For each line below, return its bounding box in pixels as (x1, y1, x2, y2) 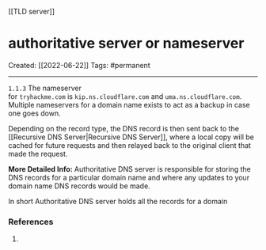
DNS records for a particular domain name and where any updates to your (8, 172, 250, 182)
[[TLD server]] (8, 7, 55, 16)
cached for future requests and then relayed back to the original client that (8, 140, 252, 150)
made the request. (8, 149, 68, 158)
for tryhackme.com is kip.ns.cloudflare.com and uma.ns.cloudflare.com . (8, 91, 242, 101)
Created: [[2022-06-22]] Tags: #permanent (8, 60, 150, 70)
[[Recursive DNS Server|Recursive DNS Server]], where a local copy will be (8, 132, 255, 142)
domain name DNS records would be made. (8, 181, 150, 191)
